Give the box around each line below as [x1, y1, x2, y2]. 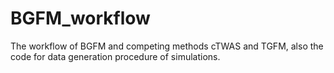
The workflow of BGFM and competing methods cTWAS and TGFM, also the [10, 40, 324, 52]
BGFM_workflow [10, 7, 151, 30]
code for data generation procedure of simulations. [10, 50, 221, 62]
